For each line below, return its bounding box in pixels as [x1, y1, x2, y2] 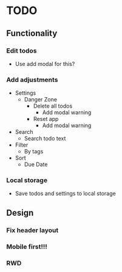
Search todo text [24, 135, 66, 142]
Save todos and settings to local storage [15, 190, 117, 197]
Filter [15, 141, 29, 149]
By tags [24, 148, 44, 155]
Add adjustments [6, 75, 58, 84]
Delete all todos [33, 102, 73, 110]
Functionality [6, 28, 58, 39]
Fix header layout [6, 226, 59, 234]
